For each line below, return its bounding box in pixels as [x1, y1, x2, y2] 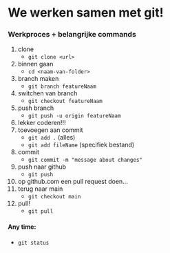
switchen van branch [17, 89, 78, 97]
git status [17, 239, 50, 246]
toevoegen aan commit [17, 126, 83, 134]
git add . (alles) [28, 133, 76, 142]
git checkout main [28, 194, 81, 200]
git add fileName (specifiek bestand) [28, 140, 135, 149]
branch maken [17, 75, 59, 83]
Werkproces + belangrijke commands [8, 30, 136, 39]
